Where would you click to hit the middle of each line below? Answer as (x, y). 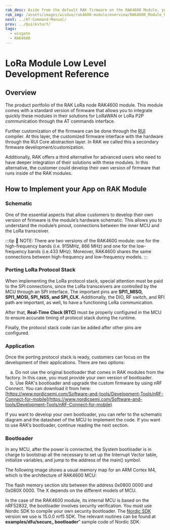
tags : (11, 29)
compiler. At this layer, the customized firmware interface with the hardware (84, 136)
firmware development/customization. (45, 147)
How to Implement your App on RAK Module (76, 189)
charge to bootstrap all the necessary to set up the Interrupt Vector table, (81, 455)
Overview (21, 93)
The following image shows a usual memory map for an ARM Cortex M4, (81, 470)
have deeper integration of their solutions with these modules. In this (77, 162)
